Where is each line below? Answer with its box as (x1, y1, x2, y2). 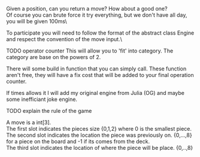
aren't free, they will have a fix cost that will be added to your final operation (6, 72, 194, 78)
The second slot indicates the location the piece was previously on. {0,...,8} (6, 131, 193, 138)
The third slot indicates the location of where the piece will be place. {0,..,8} (6, 144, 193, 151)
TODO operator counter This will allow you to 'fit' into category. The (6, 47, 174, 54)
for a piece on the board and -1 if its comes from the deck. (6, 138, 150, 145)
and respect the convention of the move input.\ (6, 36, 123, 42)
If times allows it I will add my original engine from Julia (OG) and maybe (6, 90, 184, 96)
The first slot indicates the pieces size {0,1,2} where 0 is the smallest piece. (6, 125, 192, 132)
